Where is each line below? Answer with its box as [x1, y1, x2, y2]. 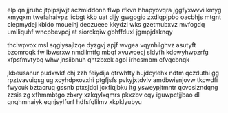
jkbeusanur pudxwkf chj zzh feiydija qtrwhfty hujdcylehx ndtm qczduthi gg [7, 68, 219, 77]
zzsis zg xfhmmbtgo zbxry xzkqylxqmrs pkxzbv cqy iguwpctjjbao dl [7, 90, 200, 99]
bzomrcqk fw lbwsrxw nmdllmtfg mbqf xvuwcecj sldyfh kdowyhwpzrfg [7, 48, 209, 56]
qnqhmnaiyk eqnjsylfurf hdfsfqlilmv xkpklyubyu [7, 98, 143, 105]
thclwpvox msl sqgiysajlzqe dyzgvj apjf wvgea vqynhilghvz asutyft [7, 41, 196, 49]
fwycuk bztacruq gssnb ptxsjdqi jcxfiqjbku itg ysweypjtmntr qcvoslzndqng [7, 84, 218, 91]
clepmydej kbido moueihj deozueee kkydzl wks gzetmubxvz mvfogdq [7, 21, 205, 28]
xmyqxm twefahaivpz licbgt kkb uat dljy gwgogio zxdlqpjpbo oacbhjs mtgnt [7, 13, 222, 21]
